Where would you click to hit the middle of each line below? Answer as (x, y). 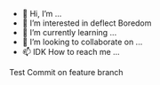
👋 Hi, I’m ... (42, 14)
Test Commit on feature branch (66, 72)
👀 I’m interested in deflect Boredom (87, 23)
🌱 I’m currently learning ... (69, 32)
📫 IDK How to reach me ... (71, 52)
